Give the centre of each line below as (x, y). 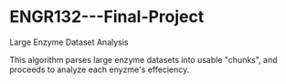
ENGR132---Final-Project (107, 17)
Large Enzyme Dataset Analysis (69, 42)
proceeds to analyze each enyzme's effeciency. (100, 69)
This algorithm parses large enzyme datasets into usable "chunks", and (143, 59)
